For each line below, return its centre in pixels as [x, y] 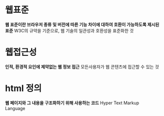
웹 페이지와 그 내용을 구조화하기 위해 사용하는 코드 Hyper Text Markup [72, 103]
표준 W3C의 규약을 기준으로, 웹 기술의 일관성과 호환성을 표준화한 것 [69, 30]
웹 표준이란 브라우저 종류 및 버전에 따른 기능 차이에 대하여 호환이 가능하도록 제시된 [82, 24]
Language [15, 108]
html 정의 [23, 88]
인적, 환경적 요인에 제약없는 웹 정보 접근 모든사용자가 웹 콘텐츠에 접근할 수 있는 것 [82, 67]
